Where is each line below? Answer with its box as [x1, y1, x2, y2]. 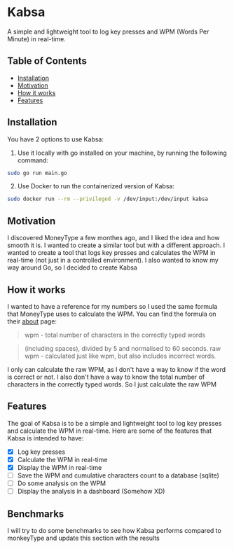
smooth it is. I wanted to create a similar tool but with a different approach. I [7, 241, 226, 249]
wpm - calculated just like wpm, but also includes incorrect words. [24, 352, 216, 360]
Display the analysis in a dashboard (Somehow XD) [17, 487, 165, 496]
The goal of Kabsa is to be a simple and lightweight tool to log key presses [7, 419, 222, 427]
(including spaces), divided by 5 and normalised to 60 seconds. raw [24, 344, 221, 352]
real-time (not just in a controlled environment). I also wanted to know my [7, 256, 219, 265]
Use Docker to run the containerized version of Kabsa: [17, 182, 175, 190]
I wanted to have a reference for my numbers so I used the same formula [7, 302, 218, 310]
